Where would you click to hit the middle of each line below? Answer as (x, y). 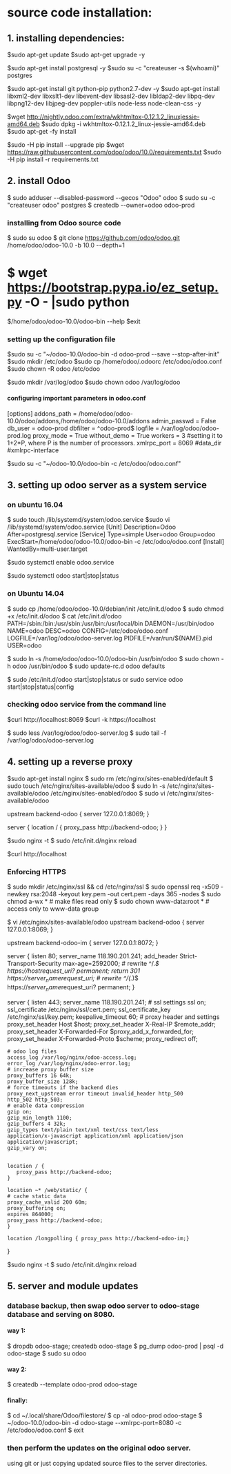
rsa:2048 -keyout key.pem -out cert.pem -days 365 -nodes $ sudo (126, 894)
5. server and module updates (73, 1286)
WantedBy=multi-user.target (47, 549)
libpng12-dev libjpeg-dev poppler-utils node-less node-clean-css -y (104, 103)
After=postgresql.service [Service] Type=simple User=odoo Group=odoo (111, 534)
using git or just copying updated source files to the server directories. (107, 1463)
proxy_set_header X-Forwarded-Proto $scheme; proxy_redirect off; (102, 1038)
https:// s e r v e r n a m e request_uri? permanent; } (71, 988)
